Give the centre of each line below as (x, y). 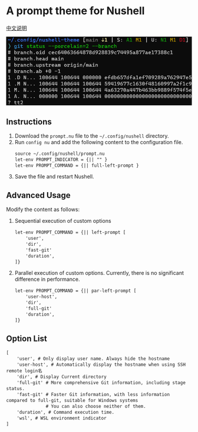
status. (16, 389)
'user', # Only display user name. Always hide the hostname (93, 359)
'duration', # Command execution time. (66, 412)
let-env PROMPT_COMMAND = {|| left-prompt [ (70, 233)
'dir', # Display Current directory (62, 377)
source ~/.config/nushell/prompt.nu (60, 154)
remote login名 (24, 371)
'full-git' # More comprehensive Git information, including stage (101, 383)
